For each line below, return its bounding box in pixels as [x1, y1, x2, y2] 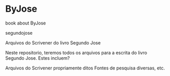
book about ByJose [5, 20, 46, 26]
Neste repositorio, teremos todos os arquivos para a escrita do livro [5, 49, 147, 56]
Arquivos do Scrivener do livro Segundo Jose [5, 39, 101, 46]
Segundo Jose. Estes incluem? [5, 55, 70, 61]
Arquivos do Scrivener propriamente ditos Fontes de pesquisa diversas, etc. [5, 65, 165, 71]
